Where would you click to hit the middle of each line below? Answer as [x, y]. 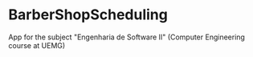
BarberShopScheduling [88, 15]
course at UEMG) [37, 45]
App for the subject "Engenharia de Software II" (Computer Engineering [126, 37]
